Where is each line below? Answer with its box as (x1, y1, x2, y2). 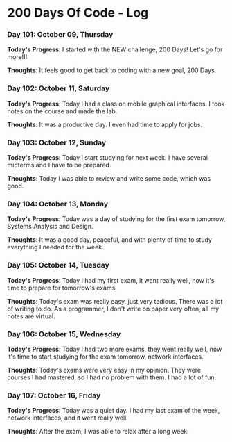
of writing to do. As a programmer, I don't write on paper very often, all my (7, 304, 220, 313)
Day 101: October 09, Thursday (7, 30, 114, 40)
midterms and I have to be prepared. (7, 161, 111, 170)
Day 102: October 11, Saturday (7, 83, 110, 93)
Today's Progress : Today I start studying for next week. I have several (7, 154, 208, 162)
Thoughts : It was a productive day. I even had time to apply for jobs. (7, 120, 203, 129)
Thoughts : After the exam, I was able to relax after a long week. (7, 427, 189, 436)
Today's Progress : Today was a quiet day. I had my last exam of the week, (7, 407, 220, 415)
